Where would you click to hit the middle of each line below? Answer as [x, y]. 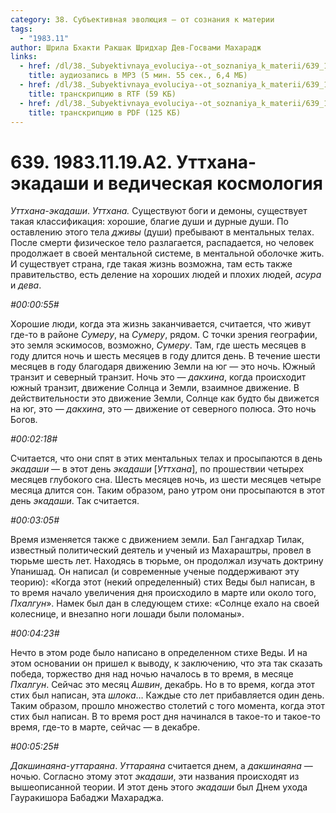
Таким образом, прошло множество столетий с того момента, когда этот [167, 706]
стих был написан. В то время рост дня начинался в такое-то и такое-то [165, 717]
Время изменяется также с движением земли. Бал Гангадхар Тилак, [157, 540]
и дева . [26, 285]
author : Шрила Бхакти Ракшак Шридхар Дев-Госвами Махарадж [136, 47]
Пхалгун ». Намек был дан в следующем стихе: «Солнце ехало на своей [165, 603]
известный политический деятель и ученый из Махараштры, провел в [161, 550]
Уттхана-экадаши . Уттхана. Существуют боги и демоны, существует [159, 211]
